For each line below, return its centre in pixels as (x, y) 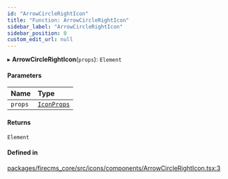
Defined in (23, 153)
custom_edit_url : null (40, 40)
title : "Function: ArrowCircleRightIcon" (68, 20)
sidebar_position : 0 (37, 33)
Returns (19, 122)
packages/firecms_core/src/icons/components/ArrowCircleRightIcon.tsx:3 (114, 168)
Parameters (24, 75)
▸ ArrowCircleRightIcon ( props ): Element (64, 59)
